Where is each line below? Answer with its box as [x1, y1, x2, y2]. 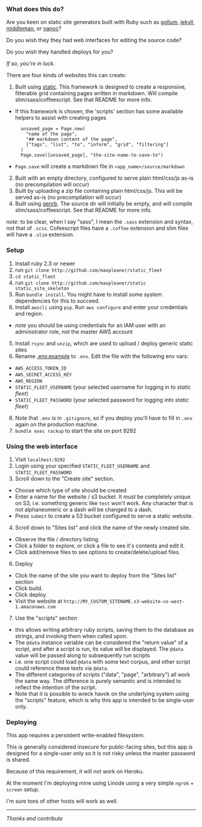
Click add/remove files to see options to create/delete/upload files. [14, 548, 180, 556]
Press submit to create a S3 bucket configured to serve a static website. [14, 512, 194, 520]
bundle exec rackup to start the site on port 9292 [14, 427, 136, 434]
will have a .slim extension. [6, 231, 75, 238]
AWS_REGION [14, 378, 43, 384]
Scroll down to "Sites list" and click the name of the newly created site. [14, 524, 191, 531]
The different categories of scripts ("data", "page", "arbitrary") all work [14, 671, 191, 678]
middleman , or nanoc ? [6, 25, 62, 32]
